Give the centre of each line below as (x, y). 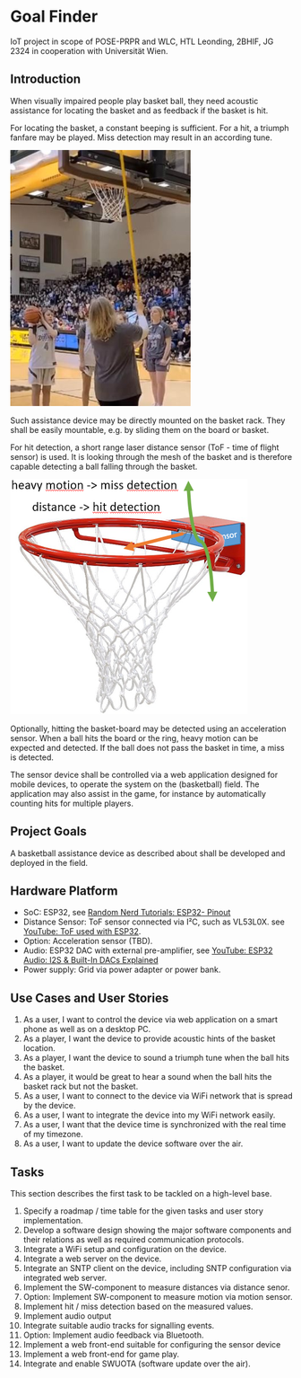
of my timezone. (53, 1135)
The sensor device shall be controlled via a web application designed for (144, 774)
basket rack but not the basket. (81, 1086)
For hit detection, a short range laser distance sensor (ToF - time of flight (145, 447)
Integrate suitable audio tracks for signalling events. (119, 1325)
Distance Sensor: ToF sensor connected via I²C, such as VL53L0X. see (154, 922)
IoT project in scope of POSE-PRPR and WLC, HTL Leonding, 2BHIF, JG (142, 41)
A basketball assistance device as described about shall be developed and (148, 853)
